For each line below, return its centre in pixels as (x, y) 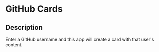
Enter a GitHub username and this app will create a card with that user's (80, 39)
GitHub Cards (34, 9)
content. (14, 45)
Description (24, 28)
